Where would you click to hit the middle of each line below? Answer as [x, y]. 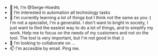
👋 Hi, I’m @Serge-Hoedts [35, 7]
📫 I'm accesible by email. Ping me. [45, 48]
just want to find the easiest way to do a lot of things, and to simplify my [81, 28]
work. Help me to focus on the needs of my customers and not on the [79, 33]
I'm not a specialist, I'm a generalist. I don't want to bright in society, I [79, 22]
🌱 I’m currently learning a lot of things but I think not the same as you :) [80, 17]
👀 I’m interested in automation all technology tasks [60, 12]
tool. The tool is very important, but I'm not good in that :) [67, 38]
